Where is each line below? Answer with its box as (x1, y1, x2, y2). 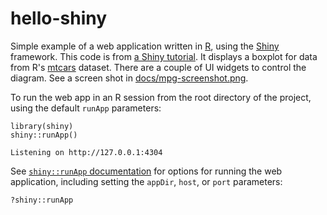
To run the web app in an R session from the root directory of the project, (10, 91, 312, 103)
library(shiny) (10, 121, 74, 131)
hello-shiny (10, 7, 108, 30)
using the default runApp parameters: (10, 102, 162, 114)
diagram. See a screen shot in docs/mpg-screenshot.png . (10, 72, 249, 84)
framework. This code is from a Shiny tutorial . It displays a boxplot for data (10, 50, 318, 62)
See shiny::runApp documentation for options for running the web (10, 165, 283, 177)
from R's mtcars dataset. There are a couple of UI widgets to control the (10, 61, 307, 73)
